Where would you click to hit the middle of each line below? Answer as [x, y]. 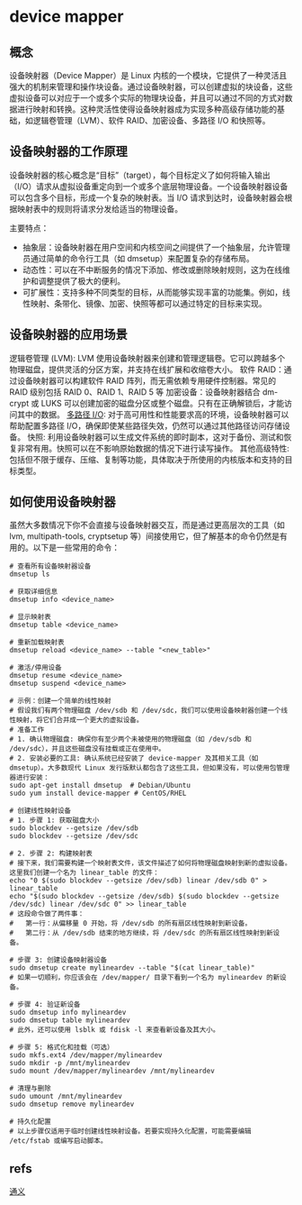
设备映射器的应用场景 [68, 335]
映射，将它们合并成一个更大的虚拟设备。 [80, 720]
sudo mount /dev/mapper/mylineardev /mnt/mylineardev [112, 1071]
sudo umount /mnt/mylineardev [66, 1097]
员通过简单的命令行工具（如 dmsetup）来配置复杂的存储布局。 [138, 258]
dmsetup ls [30, 574]
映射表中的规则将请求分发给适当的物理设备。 [99, 208]
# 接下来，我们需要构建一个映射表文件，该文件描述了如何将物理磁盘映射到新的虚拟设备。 [151, 863]
